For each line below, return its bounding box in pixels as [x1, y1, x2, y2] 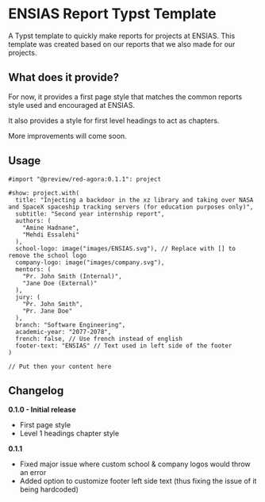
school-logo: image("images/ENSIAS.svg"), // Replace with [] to [15, 244, 236, 252]
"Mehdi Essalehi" [22, 231, 80, 239]
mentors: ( [15, 265, 52, 274]
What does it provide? [8, 71, 119, 84]
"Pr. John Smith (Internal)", [22, 272, 123, 280]
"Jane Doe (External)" [22, 279, 98, 287]
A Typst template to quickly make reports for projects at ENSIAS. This [8, 31, 236, 40]
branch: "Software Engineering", [15, 320, 126, 329]
